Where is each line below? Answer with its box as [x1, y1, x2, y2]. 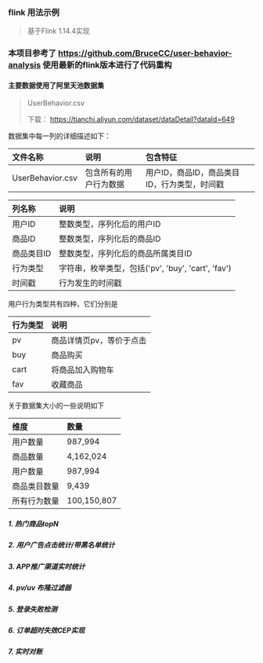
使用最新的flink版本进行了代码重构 [42, 60, 172, 71]
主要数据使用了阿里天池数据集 [8, 80, 104, 90]
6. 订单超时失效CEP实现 [8, 625, 85, 635]
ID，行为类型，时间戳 [145, 179, 225, 190]
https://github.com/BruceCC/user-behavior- [58, 48, 232, 59]
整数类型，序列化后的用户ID [58, 218, 161, 229]
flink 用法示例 [8, 6, 60, 17]
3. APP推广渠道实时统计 [8, 562, 85, 571]
